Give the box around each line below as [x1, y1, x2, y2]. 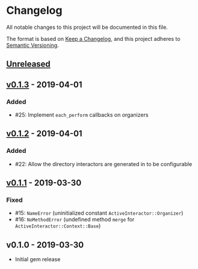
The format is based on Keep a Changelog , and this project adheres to [6, 35, 181, 42]
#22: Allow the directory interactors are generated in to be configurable [14, 160, 193, 167]
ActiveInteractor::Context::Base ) [14, 222, 101, 229]
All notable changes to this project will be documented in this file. [6, 23, 169, 31]
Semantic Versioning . [6, 42, 59, 49]
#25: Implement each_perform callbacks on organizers [14, 111, 149, 119]
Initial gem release [14, 256, 61, 263]
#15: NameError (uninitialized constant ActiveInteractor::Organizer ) [14, 209, 184, 217]
